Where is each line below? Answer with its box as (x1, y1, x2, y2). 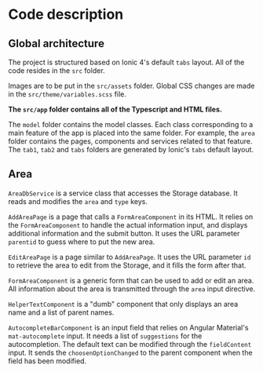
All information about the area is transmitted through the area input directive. (8, 284, 256, 294)
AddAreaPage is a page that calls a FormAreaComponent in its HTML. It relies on (8, 212, 254, 221)
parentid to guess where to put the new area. (8, 237, 155, 246)
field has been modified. (8, 356, 87, 366)
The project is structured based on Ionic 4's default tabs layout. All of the (8, 57, 245, 67)
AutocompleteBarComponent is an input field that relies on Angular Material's (8, 323, 249, 332)
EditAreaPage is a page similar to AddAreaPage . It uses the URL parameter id (8, 252, 251, 261)
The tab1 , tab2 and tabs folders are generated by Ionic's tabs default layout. (8, 145, 254, 154)
